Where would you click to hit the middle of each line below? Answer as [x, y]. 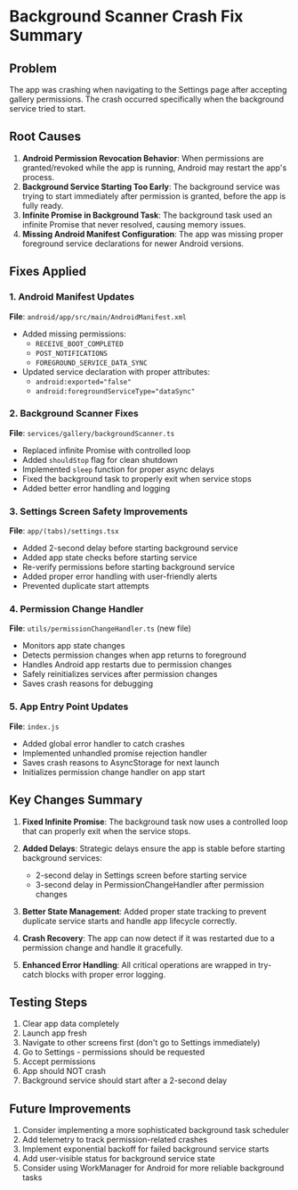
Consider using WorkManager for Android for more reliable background [153, 1168]
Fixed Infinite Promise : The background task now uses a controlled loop [155, 822]
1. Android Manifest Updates [72, 297]
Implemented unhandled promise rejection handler [114, 753]
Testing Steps [48, 1002]
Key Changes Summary [76, 800]
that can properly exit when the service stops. [106, 831]
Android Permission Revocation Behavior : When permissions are [143, 158]
